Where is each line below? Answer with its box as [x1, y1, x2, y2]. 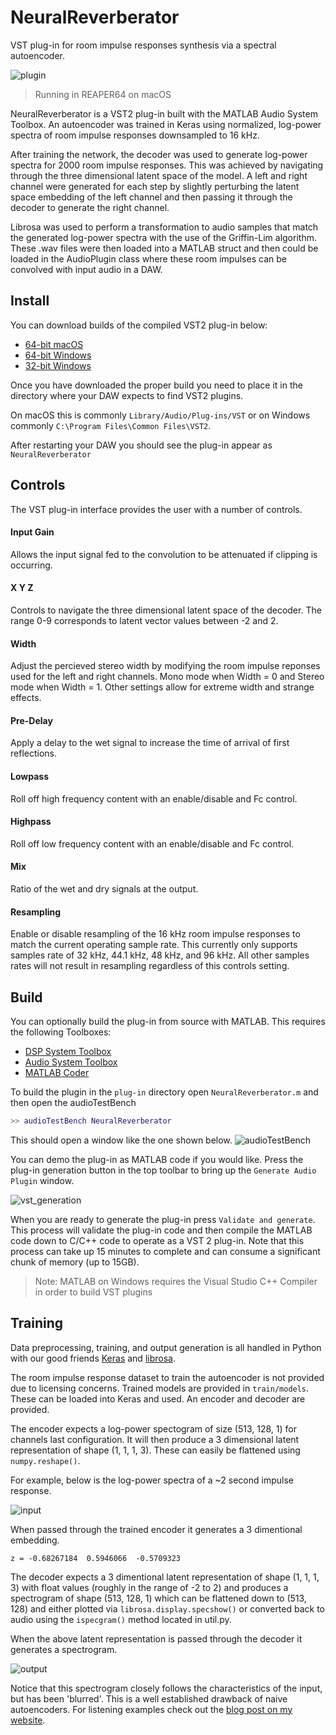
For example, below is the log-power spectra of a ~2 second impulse [10, 1474, 294, 1486]
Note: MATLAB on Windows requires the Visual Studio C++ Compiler [34, 1275, 318, 1287]
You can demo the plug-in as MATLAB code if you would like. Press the [10, 1153, 304, 1165]
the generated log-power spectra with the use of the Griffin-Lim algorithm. [10, 231, 317, 243]
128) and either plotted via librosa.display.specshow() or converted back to [10, 1602, 326, 1615]
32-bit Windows [24, 359, 92, 371]
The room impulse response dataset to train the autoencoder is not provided [10, 1371, 325, 1383]
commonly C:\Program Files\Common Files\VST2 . [10, 419, 212, 431]
